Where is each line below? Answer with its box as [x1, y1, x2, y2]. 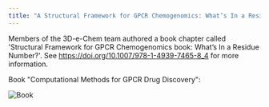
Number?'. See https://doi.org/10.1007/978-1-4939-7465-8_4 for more [8, 50, 239, 60]
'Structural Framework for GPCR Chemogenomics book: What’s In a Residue [8, 42, 260, 52]
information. [8, 59, 49, 69]
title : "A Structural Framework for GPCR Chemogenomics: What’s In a [8, 11, 246, 20]
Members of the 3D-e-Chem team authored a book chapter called [8, 34, 227, 43]
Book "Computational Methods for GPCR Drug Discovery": [8, 74, 201, 84]
